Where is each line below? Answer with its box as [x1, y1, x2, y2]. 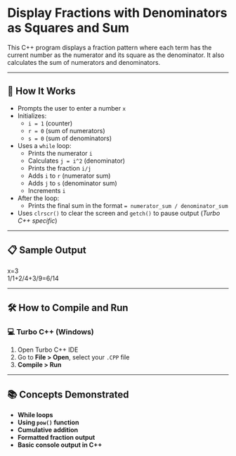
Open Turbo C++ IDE [17, 345, 79, 354]
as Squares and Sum [7, 20, 130, 36]
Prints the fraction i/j [27, 164, 91, 172]
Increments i [27, 186, 66, 195]
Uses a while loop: [17, 141, 72, 149]
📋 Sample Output [7, 245, 86, 257]
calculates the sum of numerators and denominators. [7, 58, 161, 66]
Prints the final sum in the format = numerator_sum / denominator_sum [27, 201, 228, 209]
